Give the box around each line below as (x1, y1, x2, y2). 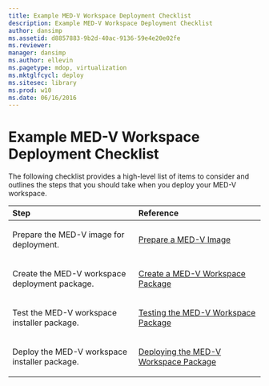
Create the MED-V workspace (12, 268, 126, 279)
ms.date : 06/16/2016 (8, 94, 78, 102)
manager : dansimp (8, 49, 66, 57)
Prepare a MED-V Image (139, 234, 231, 245)
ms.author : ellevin (8, 57, 74, 65)
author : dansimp (8, 26, 62, 34)
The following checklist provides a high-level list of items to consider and (8, 171, 250, 181)
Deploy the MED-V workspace (12, 346, 128, 357)
